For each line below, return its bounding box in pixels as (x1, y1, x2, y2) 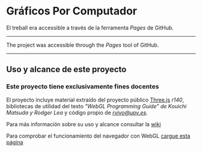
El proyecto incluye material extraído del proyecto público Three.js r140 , (6, 96, 185, 103)
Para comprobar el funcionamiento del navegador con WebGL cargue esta (6, 132, 191, 139)
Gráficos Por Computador (6, 4, 137, 18)
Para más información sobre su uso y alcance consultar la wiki (6, 120, 161, 127)
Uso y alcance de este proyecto (6, 64, 127, 74)
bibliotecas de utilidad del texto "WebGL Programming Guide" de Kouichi (6, 102, 187, 109)
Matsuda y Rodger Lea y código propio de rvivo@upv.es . (6, 109, 148, 116)
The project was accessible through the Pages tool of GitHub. (6, 41, 159, 49)
